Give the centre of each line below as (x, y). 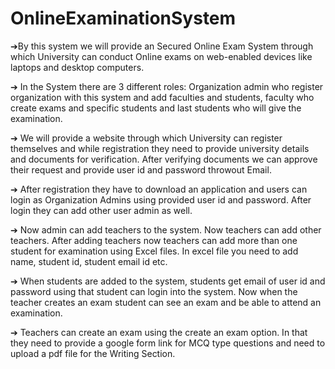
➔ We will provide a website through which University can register (146, 138)
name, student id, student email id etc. (89, 261)
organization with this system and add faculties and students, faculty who (162, 97)
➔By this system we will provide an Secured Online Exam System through (162, 46)
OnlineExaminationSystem (123, 18)
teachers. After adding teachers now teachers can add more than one (154, 240)
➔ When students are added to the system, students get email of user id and (168, 281)
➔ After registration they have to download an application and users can (159, 189)
